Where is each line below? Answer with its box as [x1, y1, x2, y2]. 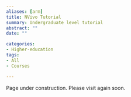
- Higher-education [6, 46, 54, 53]
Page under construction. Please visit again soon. [6, 84, 126, 91]
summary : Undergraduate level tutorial [6, 19, 104, 25]
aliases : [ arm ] [6, 8, 43, 15]
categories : [6, 41, 35, 47]
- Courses [6, 63, 30, 69]
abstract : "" [6, 25, 38, 31]
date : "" [6, 31, 27, 36]
